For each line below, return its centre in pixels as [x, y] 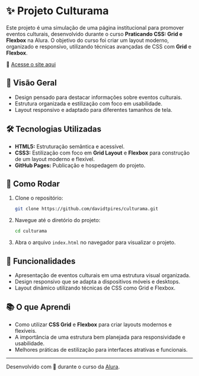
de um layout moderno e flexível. [54, 159]
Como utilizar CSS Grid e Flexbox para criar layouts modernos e [93, 324]
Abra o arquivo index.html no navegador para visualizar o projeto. [95, 242]
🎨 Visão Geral [32, 83]
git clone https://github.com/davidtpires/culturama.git [86, 209]
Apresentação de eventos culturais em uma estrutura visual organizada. [102, 275]
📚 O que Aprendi [38, 307]
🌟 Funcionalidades [41, 261]
